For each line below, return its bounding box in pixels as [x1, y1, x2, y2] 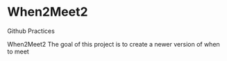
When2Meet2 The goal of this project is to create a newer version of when [7, 40, 220, 48]
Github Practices [7, 27, 56, 35]
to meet [7, 47, 29, 56]
